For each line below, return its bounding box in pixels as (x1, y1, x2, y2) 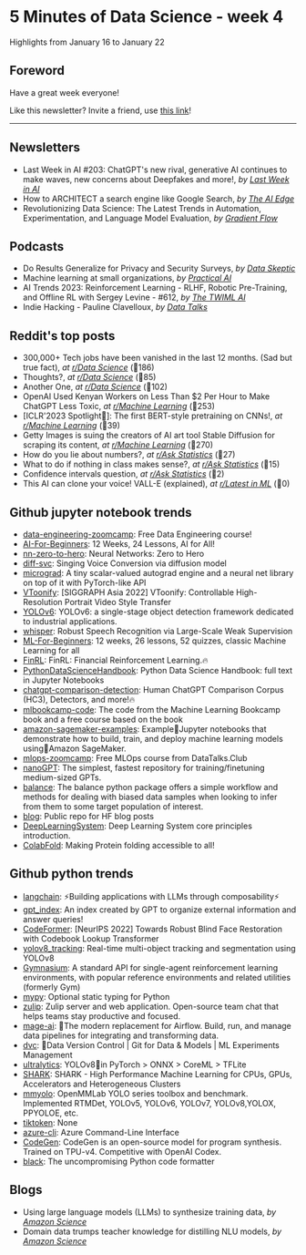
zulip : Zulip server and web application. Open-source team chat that (22, 1001, 280, 1012)
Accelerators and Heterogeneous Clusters (22, 1078, 181, 1089)
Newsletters (9, 139, 80, 156)
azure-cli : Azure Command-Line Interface (22, 1126, 179, 1137)
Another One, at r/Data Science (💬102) (22, 381, 168, 393)
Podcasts (9, 239, 65, 254)
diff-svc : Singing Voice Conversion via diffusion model (22, 558, 228, 569)
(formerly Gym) (22, 982, 81, 993)
